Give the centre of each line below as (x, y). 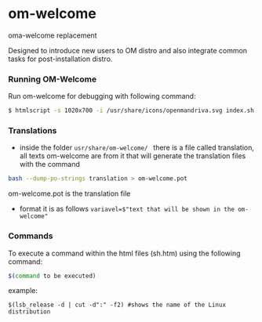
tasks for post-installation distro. (60, 59)
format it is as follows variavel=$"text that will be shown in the (127, 209)
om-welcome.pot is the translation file (69, 194)
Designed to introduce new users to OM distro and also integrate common (128, 50)
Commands (31, 236)
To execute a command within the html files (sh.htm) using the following (124, 253)
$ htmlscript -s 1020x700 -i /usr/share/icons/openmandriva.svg (115, 110)
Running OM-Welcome (52, 79)
